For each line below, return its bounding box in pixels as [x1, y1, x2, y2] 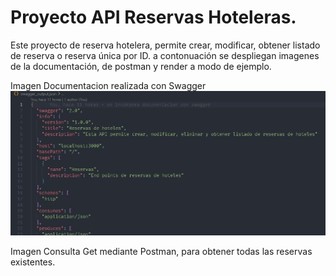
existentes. [10, 256, 56, 268]
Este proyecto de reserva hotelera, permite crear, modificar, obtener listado [10, 39, 321, 51]
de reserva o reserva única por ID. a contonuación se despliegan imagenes [10, 49, 320, 61]
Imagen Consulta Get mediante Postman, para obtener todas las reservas [10, 245, 313, 257]
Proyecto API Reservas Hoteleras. [10, 6, 297, 29]
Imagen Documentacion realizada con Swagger [10, 79, 207, 91]
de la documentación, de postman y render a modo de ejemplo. [10, 60, 272, 72]
